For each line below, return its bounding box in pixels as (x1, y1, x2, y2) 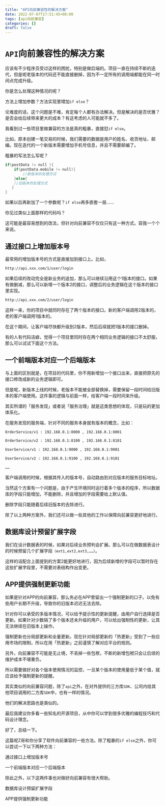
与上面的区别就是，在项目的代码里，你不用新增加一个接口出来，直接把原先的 (5, 370, 160, 376)
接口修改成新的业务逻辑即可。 (5, 376, 65, 382)
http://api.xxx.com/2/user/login (5, 297, 74, 302)
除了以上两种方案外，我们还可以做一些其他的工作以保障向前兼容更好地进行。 (5, 512, 160, 518)
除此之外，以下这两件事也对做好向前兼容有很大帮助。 (5, 775, 113, 780)
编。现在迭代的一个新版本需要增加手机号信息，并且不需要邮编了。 (5, 142, 138, 148)
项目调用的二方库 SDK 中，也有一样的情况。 (9, 689, 94, 695)
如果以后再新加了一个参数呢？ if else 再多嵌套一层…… (5, 200, 114, 205)
